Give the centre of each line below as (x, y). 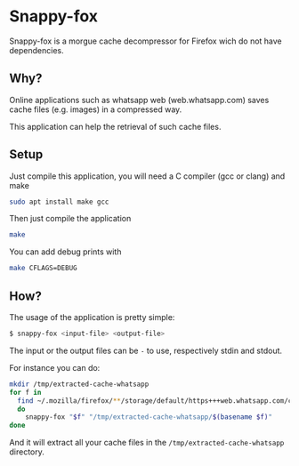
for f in (25, 392)
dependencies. (36, 50)
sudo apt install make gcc (59, 202)
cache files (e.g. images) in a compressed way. (96, 109)
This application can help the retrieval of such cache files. (115, 126)
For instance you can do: (55, 367)
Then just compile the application (70, 219)
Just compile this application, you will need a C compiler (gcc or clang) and (147, 176)
